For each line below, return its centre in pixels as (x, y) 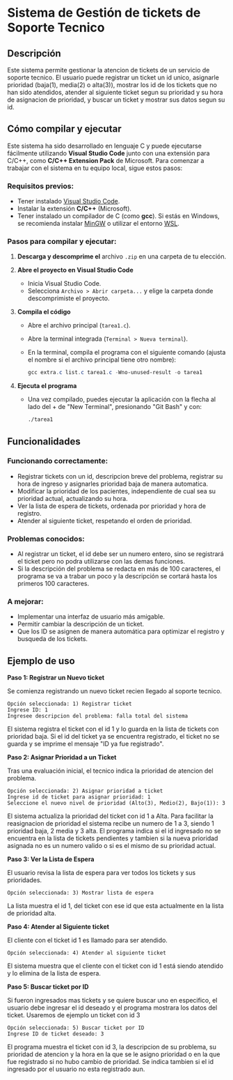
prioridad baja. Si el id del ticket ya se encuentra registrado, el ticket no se (113, 736)
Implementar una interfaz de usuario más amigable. (91, 617)
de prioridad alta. (32, 913)
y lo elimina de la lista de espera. (54, 973)
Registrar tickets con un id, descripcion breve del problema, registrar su (120, 476)
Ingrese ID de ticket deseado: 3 (56, 1034)
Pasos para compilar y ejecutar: (62, 242)
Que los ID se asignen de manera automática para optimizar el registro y (121, 631)
